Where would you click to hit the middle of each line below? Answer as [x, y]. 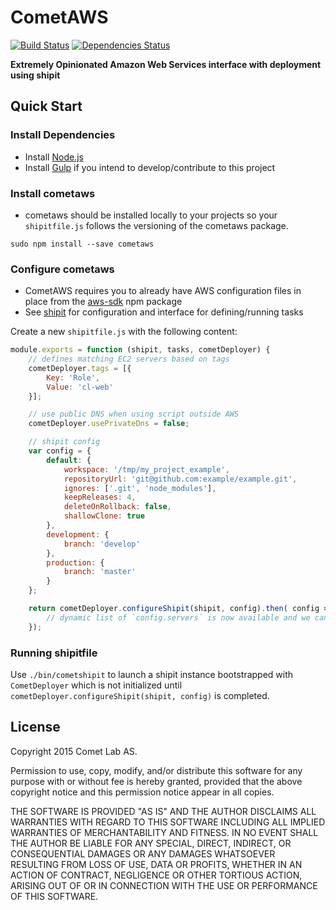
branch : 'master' [100, 572]
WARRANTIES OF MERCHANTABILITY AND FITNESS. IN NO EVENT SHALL [164, 832]
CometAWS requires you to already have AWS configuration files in [163, 291]
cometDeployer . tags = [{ [80, 368]
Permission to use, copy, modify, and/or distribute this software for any [156, 770]
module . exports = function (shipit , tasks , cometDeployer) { [140, 350]
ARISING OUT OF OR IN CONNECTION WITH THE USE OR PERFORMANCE [164, 885]
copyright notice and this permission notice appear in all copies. [142, 792]
